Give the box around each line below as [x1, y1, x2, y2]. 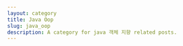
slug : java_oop [7, 22, 51, 29]
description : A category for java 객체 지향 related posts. [7, 28, 177, 36]
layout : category [7, 9, 57, 17]
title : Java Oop [7, 16, 54, 23]
